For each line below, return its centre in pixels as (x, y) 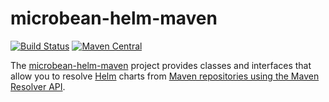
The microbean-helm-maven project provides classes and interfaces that (161, 65)
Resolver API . (38, 86)
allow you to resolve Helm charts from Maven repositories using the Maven (165, 76)
